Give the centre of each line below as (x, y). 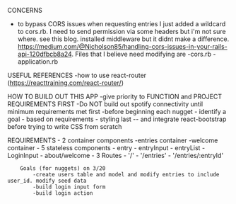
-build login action (63, 193)
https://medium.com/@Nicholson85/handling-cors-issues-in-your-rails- (122, 46)
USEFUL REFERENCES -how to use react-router (77, 75)
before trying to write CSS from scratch (65, 126)
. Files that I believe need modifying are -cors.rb (142, 54)
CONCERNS (25, 10)
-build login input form (69, 187)
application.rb (38, 62)
